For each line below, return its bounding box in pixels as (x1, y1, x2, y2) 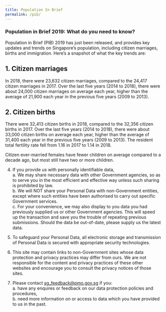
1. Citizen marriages (5, 65, 68, 73)
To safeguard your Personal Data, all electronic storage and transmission (12, 234, 161, 240)
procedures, (12, 291, 38, 297)
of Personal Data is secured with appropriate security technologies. (12, 239, 150, 246)
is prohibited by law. (12, 182, 54, 189)
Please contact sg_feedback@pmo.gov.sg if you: (12, 280, 112, 286)
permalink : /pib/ (5, 12, 41, 17)
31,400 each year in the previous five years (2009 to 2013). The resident (5, 137, 153, 143)
